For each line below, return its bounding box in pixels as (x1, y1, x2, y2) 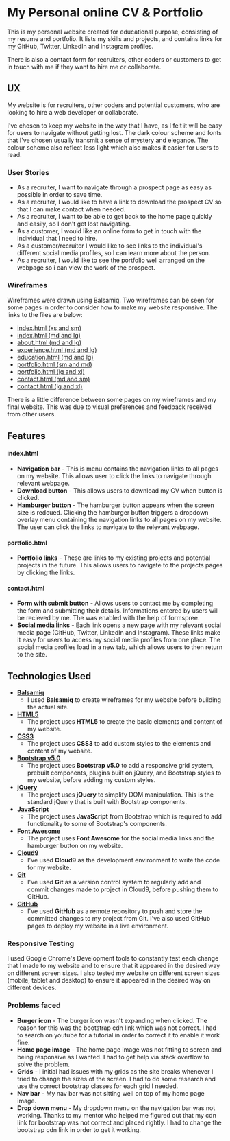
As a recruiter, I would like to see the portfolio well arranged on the (16, 256, 205, 265)
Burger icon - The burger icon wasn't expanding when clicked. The (16, 1016, 207, 1024)
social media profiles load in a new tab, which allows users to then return (16, 643, 223, 651)
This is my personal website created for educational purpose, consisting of (7, 27, 218, 36)
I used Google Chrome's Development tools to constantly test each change (7, 954, 219, 963)
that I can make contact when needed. (16, 205, 126, 213)
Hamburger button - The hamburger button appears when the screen (16, 501, 214, 509)
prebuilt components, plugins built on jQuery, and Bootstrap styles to (27, 768, 222, 777)
